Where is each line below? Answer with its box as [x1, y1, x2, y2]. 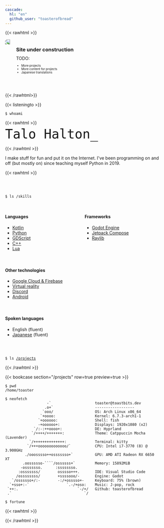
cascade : [5, 7, 23, 12]
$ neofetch [5, 396, 27, 401]
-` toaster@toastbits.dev [47, 400, 141, 405]
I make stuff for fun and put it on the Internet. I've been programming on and [5, 155, 159, 161]
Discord [12, 289, 28, 294]
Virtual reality [12, 283, 40, 290]
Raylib [92, 235, 104, 241]
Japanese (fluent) [12, 332, 48, 338]
